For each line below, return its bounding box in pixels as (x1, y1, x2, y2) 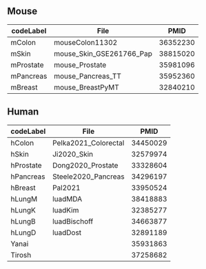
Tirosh (10, 250, 32, 259)
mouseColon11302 (54, 37, 118, 47)
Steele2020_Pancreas (52, 172, 125, 181)
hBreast (10, 183, 36, 192)
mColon (10, 37, 37, 47)
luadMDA (52, 194, 83, 203)
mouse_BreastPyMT (54, 82, 119, 92)
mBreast (10, 82, 38, 92)
